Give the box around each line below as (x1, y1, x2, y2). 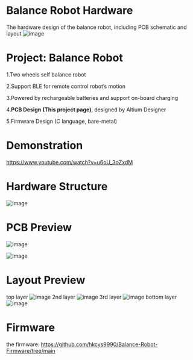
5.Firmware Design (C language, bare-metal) (6, 117, 118, 125)
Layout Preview (6, 273, 86, 287)
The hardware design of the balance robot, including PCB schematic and (6, 23, 187, 31)
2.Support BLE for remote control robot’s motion (6, 82, 125, 90)
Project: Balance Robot (6, 51, 124, 65)
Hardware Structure (6, 180, 108, 193)
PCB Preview (6, 220, 72, 234)
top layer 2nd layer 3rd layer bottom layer (6, 293, 177, 300)
